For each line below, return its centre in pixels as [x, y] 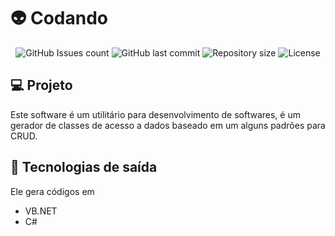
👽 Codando [59, 18]
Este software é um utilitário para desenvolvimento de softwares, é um [155, 114]
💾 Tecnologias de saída [84, 167]
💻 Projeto [41, 85]
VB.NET [41, 211]
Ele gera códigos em [52, 191]
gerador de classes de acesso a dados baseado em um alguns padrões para [168, 125]
